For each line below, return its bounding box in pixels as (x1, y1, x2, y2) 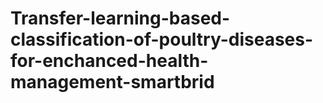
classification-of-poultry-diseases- (10, 28, 314, 51)
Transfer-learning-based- (10, 7, 231, 30)
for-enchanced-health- (10, 50, 209, 72)
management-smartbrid (10, 71, 215, 94)
